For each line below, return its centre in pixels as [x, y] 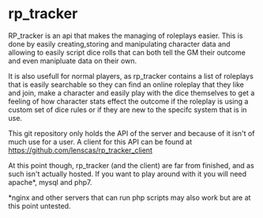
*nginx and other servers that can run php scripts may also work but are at [130, 197]
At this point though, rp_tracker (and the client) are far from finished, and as [131, 165]
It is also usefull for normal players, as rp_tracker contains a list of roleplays [131, 76]
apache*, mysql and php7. [50, 182]
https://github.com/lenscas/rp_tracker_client [80, 150]
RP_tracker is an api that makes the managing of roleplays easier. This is [126, 36]
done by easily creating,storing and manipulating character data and [119, 43]
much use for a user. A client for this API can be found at [100, 141]
